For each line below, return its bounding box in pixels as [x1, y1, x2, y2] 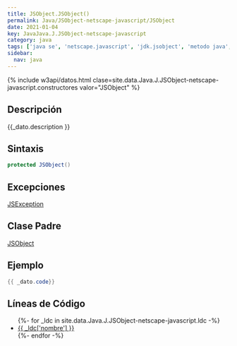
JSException [7, 200, 44, 208]
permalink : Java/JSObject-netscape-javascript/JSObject [7, 17, 175, 24]
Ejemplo [7, 259, 44, 272]
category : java [7, 37, 52, 44]
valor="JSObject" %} [79, 83, 140, 92]
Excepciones [7, 181, 66, 193]
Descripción [7, 104, 62, 116]
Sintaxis [7, 143, 44, 155]
